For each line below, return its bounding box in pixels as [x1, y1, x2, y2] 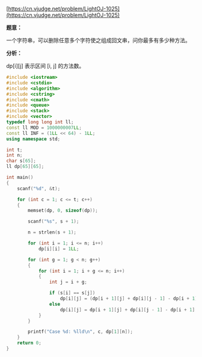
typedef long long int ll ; [6, 119, 74, 125]
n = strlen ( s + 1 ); [28, 229, 77, 235]
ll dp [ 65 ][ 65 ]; [6, 164, 44, 170]
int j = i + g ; [49, 279, 87, 285]
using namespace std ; [6, 135, 61, 142]
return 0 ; [17, 340, 42, 346]
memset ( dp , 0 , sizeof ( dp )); [28, 208, 98, 214]
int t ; [6, 147, 23, 153]
